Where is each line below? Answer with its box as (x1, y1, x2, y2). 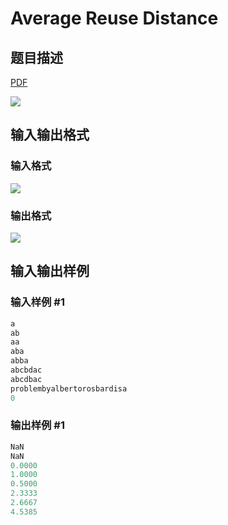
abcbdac (10, 365, 43, 376)
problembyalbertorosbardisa (10, 383, 128, 394)
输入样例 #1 (10, 295, 65, 309)
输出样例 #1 (10, 418, 65, 432)
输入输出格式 (10, 127, 90, 144)
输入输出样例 (10, 263, 90, 280)
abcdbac (10, 374, 43, 384)
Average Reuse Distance (10, 7, 219, 30)
